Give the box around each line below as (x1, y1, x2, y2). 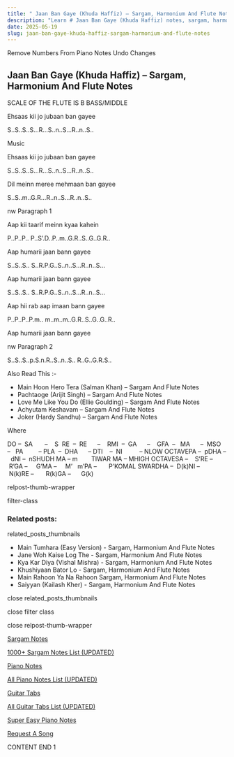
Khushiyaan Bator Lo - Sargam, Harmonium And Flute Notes (17, 565, 190, 574)
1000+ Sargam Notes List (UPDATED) (7, 648, 115, 657)
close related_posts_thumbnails (7, 594, 97, 603)
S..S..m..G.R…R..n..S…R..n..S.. (7, 194, 93, 202)
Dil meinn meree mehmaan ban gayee (7, 180, 116, 189)
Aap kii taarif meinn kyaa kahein (7, 221, 99, 229)
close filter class (7, 607, 54, 616)
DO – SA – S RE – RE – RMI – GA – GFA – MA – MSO (7, 440, 221, 448)
